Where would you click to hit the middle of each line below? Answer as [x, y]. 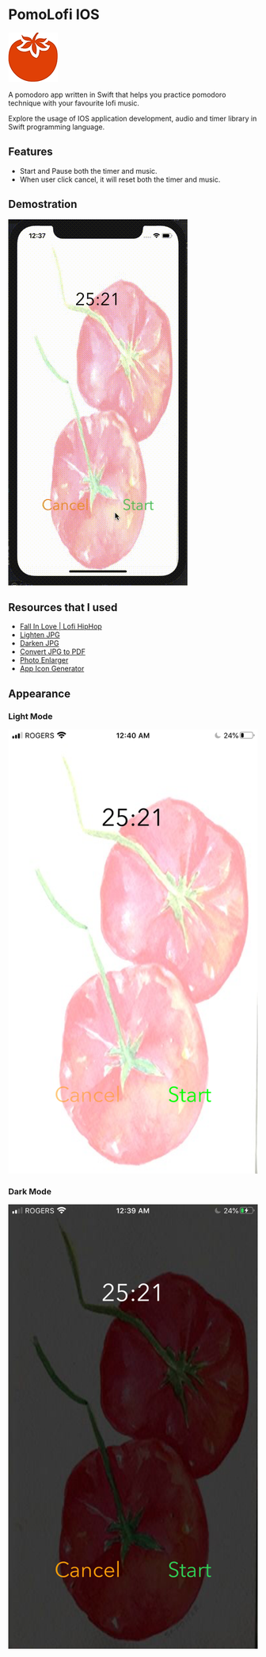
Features [30, 152]
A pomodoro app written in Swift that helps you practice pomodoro [117, 94]
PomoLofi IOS [54, 15]
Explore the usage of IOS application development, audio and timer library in [133, 118]
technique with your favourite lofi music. [74, 103]
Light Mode [30, 716]
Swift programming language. [57, 127]
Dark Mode [30, 1191]
